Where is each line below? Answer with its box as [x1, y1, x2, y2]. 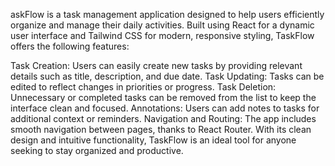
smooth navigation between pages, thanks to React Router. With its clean [10, 124, 312, 135]
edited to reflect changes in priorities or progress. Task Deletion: [10, 81, 277, 93]
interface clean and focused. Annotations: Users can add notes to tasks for [10, 102, 320, 114]
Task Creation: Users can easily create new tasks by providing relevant [10, 60, 303, 71]
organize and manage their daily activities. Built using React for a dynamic [10, 19, 315, 31]
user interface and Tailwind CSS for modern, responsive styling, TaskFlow [10, 30, 315, 41]
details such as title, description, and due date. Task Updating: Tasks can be [10, 70, 325, 82]
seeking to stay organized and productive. [10, 145, 184, 156]
